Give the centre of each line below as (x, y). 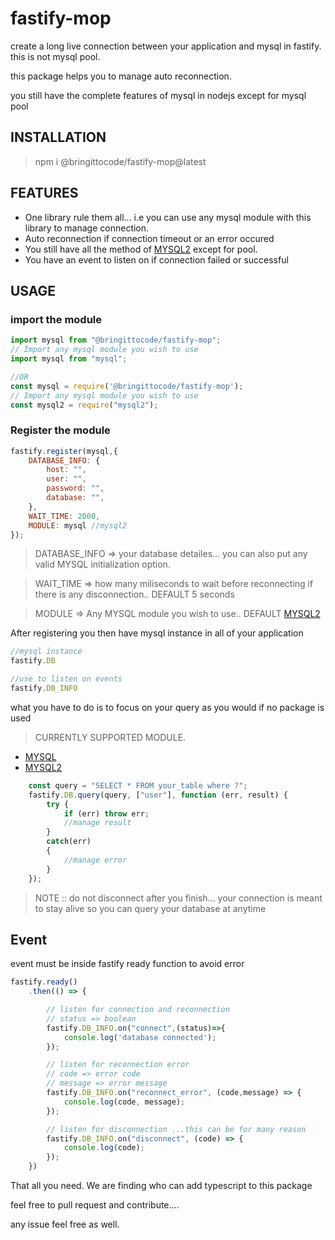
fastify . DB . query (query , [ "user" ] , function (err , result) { (158, 795)
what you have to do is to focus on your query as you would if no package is (167, 707)
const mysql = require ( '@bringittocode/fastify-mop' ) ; (127, 386)
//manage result (97, 823)
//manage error (95, 860)
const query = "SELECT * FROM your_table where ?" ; (138, 785)
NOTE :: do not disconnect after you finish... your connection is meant (178, 898)
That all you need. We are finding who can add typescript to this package (161, 1186)
